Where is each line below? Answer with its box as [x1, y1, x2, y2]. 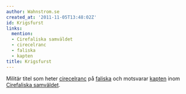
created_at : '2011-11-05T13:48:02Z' [6, 14, 97, 20]
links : [6, 25, 23, 32]
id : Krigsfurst [6, 20, 44, 26]
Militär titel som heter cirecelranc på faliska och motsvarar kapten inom [6, 75, 180, 82]
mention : [11, 31, 33, 37]
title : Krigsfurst [6, 58, 52, 64]
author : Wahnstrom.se [6, 8, 60, 15]
